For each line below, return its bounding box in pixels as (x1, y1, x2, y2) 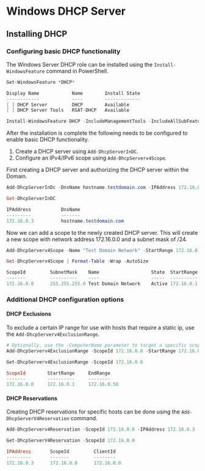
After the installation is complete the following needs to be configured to (6, 130, 188, 137)
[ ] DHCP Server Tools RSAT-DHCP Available (6, 107, 130, 114)
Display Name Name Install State (6, 90, 140, 96)
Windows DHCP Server (6, 4, 126, 18)
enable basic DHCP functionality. (6, 136, 90, 143)
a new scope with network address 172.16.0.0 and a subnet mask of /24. (6, 236, 188, 243)
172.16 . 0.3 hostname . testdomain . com (6, 218, 124, 224)
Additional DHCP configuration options (6, 295, 124, 303)
